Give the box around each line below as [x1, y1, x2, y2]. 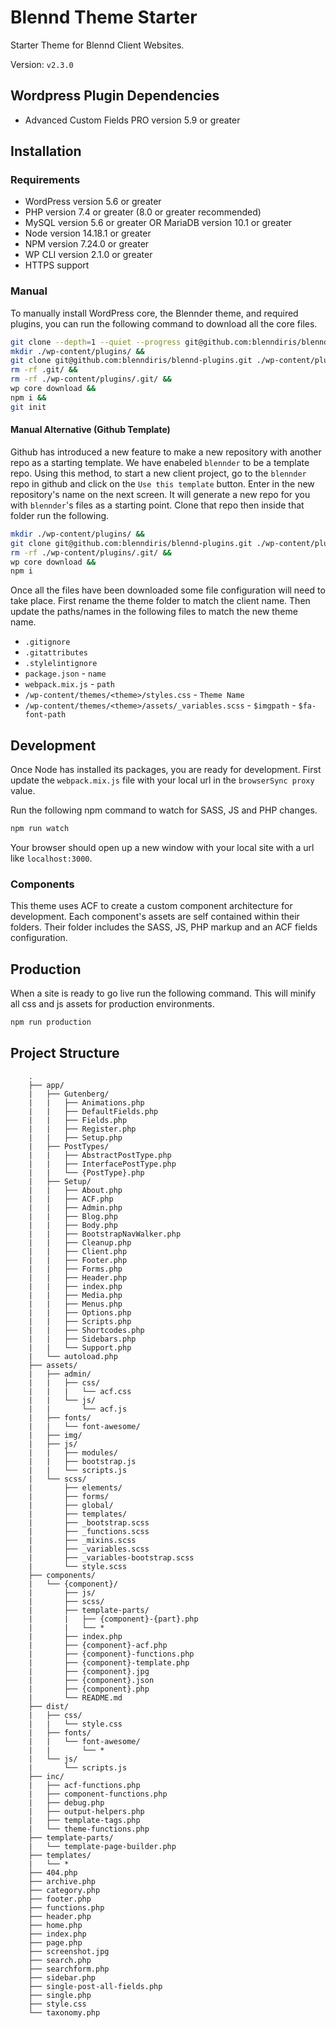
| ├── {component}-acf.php [28, 1640, 168, 1650]
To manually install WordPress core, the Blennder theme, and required [10, 307, 299, 319]
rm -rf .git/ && [10, 365, 78, 375]
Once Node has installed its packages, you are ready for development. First [10, 764, 322, 776]
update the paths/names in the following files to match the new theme [10, 606, 298, 618]
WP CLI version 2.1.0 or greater [24, 249, 153, 261]
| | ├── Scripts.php [28, 1316, 132, 1326]
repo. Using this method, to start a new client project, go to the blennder [10, 467, 307, 479]
